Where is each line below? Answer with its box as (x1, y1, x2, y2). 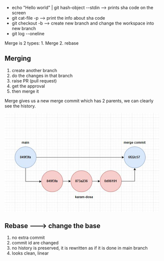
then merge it (11, 88, 39, 94)
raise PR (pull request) (11, 78, 57, 83)
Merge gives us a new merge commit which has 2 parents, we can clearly (4, 98, 154, 104)
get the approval (11, 83, 45, 89)
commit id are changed (11, 240, 59, 246)
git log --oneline (11, 31, 45, 36)
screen (11, 10, 26, 16)
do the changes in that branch (11, 73, 73, 78)
